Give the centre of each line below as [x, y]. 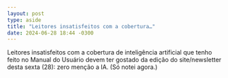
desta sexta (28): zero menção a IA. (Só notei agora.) [82, 67]
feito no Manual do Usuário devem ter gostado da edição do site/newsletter [114, 60]
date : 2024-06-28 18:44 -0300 [51, 33]
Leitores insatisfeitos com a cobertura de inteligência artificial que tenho [110, 52]
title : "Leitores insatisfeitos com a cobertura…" [81, 26]
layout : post [26, 13]
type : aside [24, 20]
